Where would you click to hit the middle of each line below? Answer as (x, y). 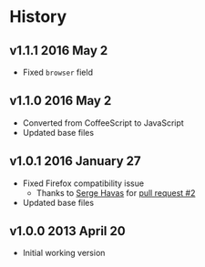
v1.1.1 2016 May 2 (59, 51)
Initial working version (64, 253)
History (38, 17)
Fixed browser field (58, 72)
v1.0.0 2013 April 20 (67, 231)
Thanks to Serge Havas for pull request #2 (116, 192)
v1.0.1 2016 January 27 (75, 161)
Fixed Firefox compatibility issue (83, 183)
